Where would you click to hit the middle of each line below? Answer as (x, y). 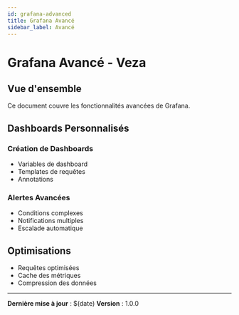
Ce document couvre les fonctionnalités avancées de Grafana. (99, 106)
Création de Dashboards (51, 148)
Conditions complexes (50, 213)
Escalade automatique (50, 228)
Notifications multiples (51, 221)
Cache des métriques (49, 276)
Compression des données (57, 283)
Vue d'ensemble (44, 89)
